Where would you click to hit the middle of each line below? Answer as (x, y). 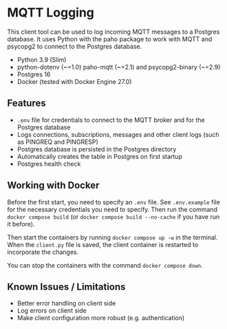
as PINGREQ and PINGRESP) (57, 142)
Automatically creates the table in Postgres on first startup (99, 156)
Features (26, 104)
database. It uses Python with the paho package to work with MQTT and (110, 39)
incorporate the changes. (43, 252)
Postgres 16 (34, 74)
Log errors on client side (52, 310)
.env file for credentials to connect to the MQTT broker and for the (111, 120)
